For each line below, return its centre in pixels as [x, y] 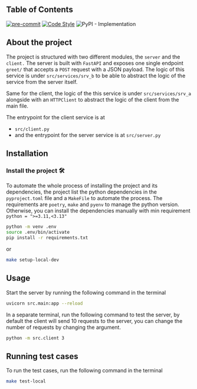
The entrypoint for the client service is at [55, 117]
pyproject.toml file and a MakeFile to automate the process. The [84, 198]
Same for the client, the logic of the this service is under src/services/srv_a [99, 93]
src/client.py [32, 129]
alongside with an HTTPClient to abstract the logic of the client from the [93, 99]
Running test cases [42, 356]
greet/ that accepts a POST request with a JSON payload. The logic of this [95, 69]
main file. [17, 106]
